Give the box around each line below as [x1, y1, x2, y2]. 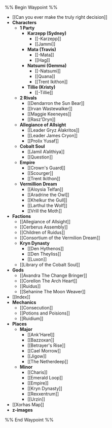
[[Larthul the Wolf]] [27, 203, 67, 208]
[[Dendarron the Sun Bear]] [27, 100, 85, 106]
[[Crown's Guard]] [27, 165, 65, 171]
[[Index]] [12, 294, 31, 300]
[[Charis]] [27, 369, 48, 375]
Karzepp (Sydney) [27, 30, 67, 36]
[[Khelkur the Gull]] [27, 197, 67, 203]
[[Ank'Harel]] [27, 332, 55, 337]
